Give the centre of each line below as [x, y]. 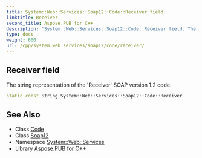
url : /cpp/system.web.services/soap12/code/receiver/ [76, 46]
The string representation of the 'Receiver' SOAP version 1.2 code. [89, 85]
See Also [23, 115]
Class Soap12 [32, 136]
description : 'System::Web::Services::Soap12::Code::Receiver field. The [101, 29]
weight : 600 [21, 40]
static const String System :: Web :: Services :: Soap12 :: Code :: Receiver [94, 96]
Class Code [29, 129]
